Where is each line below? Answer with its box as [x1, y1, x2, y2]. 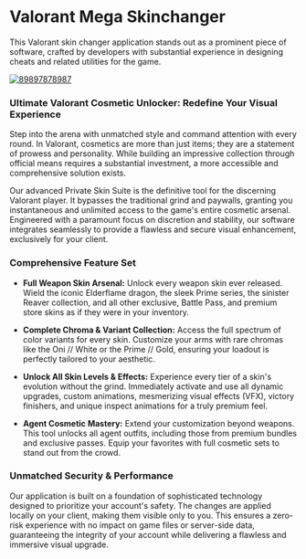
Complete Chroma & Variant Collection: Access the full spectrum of [22, 324, 281, 335]
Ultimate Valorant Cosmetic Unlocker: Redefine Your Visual [9, 96, 279, 109]
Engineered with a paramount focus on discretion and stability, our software [9, 215, 295, 226]
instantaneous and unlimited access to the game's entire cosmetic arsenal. [9, 205, 291, 216]
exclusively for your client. [9, 234, 109, 245]
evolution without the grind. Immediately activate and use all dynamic [22, 381, 284, 392]
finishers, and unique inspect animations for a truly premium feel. [22, 400, 268, 411]
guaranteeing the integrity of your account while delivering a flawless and [9, 529, 287, 540]
